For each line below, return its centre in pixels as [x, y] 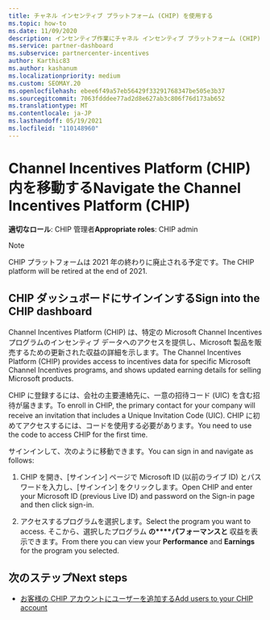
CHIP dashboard [50, 312]
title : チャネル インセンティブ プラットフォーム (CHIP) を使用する [111, 16]
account [34, 608]
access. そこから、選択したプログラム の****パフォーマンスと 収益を [135, 531]
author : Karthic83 [39, 61]
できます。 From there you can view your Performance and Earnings [141, 541]
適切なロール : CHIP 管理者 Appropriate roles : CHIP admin [103, 229]
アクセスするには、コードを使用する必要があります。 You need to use [137, 425]
